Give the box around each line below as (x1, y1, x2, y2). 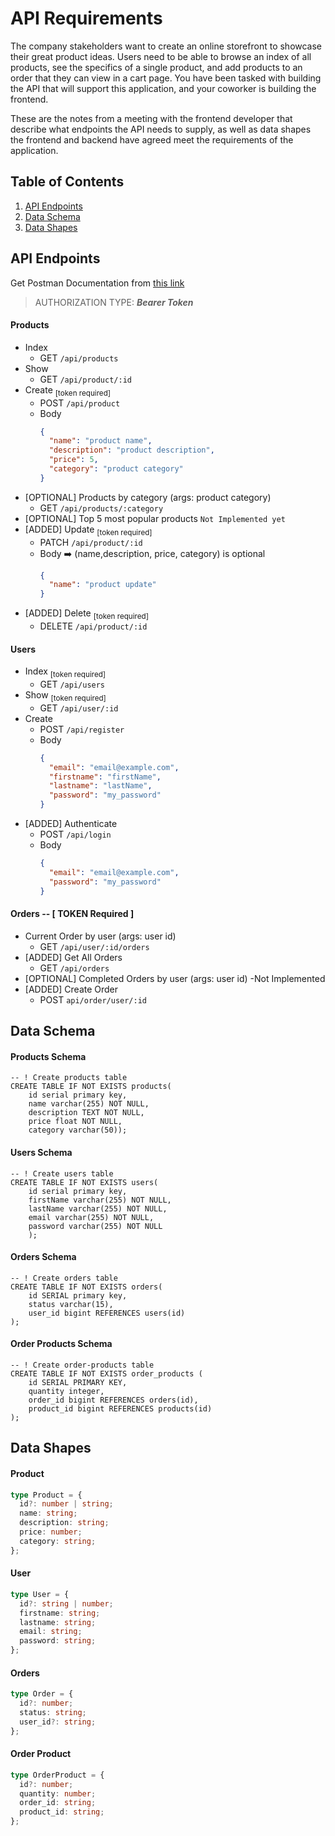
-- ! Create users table (10, 1168, 114, 1179)
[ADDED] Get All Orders (24, 951, 123, 963)
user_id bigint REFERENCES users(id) (28, 1308, 186, 1318)
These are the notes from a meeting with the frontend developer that (10, 112, 293, 124)
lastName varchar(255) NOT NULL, (28, 1203, 168, 1214)
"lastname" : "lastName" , (48, 781, 153, 791)
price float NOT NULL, (28, 1117, 123, 1127)
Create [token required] (24, 383, 112, 398)
